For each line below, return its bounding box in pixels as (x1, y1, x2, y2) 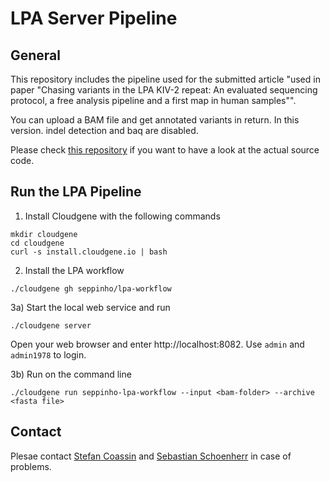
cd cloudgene (10, 238, 65, 248)
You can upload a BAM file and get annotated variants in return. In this (10, 114, 300, 126)
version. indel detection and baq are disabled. (10, 125, 199, 136)
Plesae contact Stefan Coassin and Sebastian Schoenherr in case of (10, 450, 292, 462)
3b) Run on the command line (10, 368, 132, 380)
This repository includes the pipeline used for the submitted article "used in (10, 73, 321, 85)
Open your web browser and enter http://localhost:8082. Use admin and (10, 338, 305, 350)
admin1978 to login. (10, 348, 87, 361)
